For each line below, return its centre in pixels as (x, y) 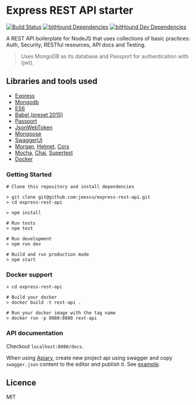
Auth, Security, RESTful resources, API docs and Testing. (76, 45)
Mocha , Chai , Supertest (44, 152)
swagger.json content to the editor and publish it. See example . (83, 364)
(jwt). (27, 63)
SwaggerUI (29, 140)
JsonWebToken (33, 127)
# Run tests (21, 223)
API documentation (35, 333)
